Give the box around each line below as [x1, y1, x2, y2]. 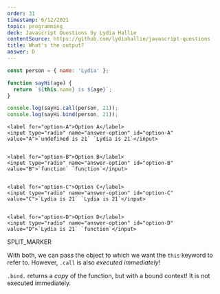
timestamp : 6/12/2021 [7, 16, 69, 23]
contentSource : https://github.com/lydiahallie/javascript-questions [7, 36, 211, 43]
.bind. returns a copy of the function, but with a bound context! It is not [7, 272, 210, 280]
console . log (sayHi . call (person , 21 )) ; [7, 104, 118, 112]
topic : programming [7, 23, 63, 30]
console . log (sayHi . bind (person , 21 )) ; [7, 111, 118, 118]
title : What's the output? [7, 42, 85, 49]
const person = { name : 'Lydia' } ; [7, 67, 109, 74]
